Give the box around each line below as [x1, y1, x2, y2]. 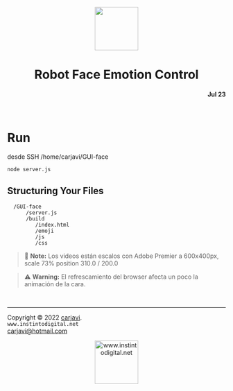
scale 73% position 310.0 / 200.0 [24, 259, 119, 268]
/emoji [35, 227, 54, 235]
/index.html [35, 222, 70, 229]
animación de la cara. [24, 280, 86, 288]
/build [25, 216, 45, 223]
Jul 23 [207, 90, 226, 98]
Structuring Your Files [7, 184, 104, 197]
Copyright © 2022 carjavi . [7, 313, 82, 322]
